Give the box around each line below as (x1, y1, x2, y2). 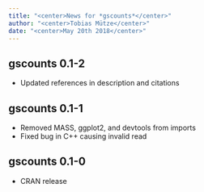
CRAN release (19, 176, 67, 186)
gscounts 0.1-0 (8, 155, 87, 169)
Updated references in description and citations (19, 78, 180, 88)
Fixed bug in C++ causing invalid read (19, 131, 147, 141)
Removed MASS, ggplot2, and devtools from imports (19, 123, 197, 132)
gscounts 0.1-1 (8, 102, 83, 115)
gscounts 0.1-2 (8, 56, 85, 70)
